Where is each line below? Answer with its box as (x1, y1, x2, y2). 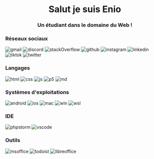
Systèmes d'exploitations (5, 88, 70, 95)
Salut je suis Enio (48, 4, 121, 15)
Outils (5, 137, 20, 144)
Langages (5, 65, 30, 72)
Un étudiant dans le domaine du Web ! (37, 22, 133, 29)
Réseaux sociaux (5, 35, 48, 42)
